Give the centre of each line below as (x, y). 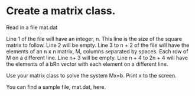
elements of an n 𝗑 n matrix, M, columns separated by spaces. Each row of (97, 51)
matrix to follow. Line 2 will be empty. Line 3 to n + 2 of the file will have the (98, 45)
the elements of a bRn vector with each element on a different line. (87, 64)
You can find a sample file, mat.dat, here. (56, 87)
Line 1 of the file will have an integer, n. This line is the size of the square (94, 39)
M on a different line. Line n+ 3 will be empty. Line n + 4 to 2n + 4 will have (97, 57)
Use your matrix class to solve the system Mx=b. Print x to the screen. (92, 75)
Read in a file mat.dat (32, 27)
